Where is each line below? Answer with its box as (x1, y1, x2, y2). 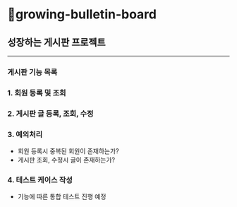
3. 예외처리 (7, 129, 43, 139)
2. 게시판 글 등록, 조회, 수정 (7, 109, 94, 119)
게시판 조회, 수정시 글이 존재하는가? (17, 155, 115, 165)
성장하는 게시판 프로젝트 (7, 36, 106, 48)
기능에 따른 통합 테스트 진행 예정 (17, 192, 107, 201)
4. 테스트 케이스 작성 (7, 175, 73, 184)
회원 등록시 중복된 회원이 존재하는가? (17, 147, 119, 155)
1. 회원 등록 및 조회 (7, 88, 66, 97)
